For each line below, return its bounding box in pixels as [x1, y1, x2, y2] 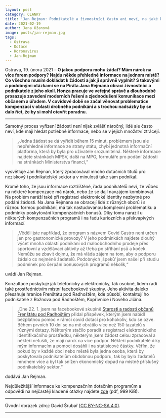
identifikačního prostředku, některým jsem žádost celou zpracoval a [17, 332, 156, 338]
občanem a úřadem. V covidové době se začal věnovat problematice [5, 99, 149, 104]
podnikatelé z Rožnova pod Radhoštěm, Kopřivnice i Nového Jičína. [5, 297, 143, 303]
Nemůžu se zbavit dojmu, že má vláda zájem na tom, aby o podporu [17, 251, 156, 257]
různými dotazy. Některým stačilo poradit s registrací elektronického [17, 327, 157, 333]
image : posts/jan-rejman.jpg [5, 30, 65, 35]
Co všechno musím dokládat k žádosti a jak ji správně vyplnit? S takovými [5, 77, 160, 83]
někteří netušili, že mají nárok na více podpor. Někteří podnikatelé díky [17, 338, 161, 344]
